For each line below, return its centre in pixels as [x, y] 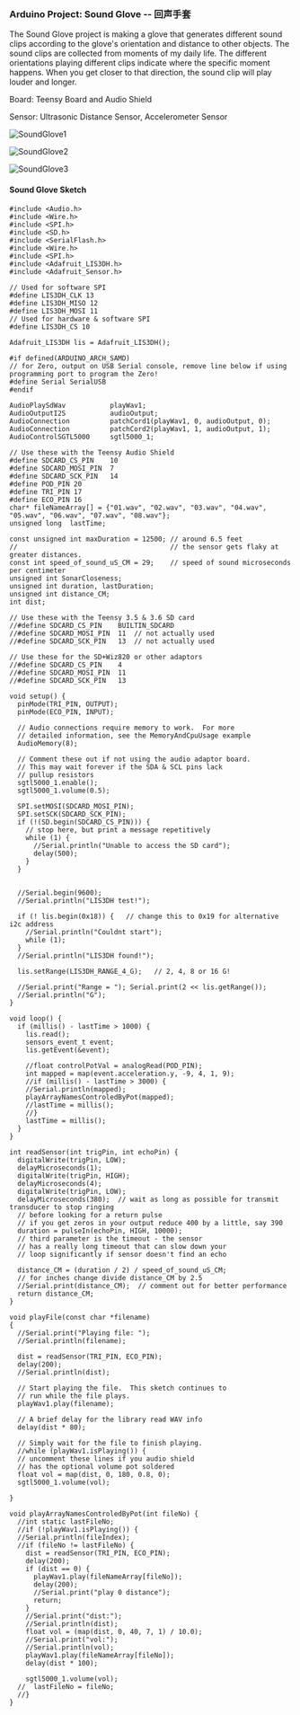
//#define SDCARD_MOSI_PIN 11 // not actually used [112, 633]
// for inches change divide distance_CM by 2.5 [110, 1277]
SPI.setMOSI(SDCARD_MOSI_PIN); [76, 806]
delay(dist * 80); [52, 1427]
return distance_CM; [56, 1294]
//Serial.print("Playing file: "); [84, 1333]
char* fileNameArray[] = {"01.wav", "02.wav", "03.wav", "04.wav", [138, 508]
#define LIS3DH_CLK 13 [52, 295]
